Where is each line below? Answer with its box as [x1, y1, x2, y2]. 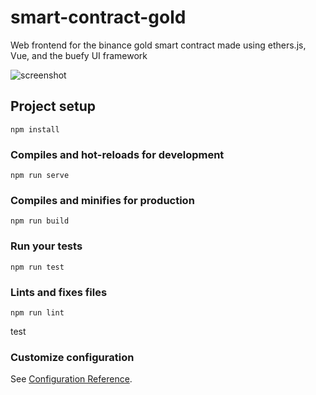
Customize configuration [10, 350, 135, 364]
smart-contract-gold [10, 6, 187, 29]
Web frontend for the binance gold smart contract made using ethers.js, [10, 39, 307, 51]
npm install [10, 124, 60, 135]
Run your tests [10, 239, 83, 253]
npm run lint [10, 307, 65, 318]
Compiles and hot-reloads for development [10, 147, 225, 161]
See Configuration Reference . [10, 373, 133, 385]
